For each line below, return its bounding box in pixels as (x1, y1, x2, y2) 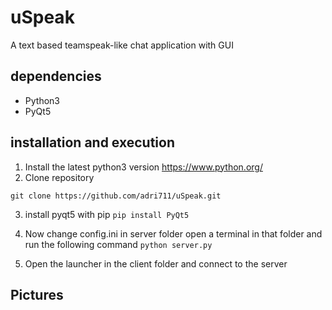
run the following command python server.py (24, 238, 213, 250)
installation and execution (10, 134, 175, 151)
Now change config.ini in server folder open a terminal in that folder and (24, 227, 323, 240)
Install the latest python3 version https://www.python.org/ (24, 161, 263, 173)
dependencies (10, 68, 102, 85)
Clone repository (24, 171, 95, 183)
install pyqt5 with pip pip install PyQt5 (24, 208, 190, 220)
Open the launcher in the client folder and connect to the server (24, 257, 288, 270)
